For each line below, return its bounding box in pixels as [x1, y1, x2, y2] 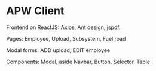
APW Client [6, 4, 65, 18]
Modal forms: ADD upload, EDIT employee [6, 46, 111, 54]
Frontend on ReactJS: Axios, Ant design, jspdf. [6, 24, 121, 31]
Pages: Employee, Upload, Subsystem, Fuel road [6, 35, 126, 42]
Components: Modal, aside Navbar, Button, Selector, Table [6, 58, 151, 65]
